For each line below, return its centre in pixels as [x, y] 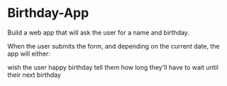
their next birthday [34, 75]
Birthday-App [48, 13]
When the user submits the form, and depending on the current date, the [113, 46]
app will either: [29, 54]
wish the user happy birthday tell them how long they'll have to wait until [113, 67]
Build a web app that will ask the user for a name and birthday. [99, 32]
